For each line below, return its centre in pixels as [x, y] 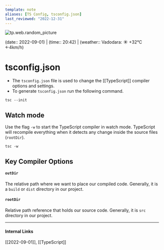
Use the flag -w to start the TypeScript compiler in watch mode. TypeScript [80, 127]
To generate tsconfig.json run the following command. [68, 91]
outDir [12, 174]
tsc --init [16, 100]
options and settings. [33, 86]
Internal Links [19, 231]
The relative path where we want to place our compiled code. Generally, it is [82, 184]
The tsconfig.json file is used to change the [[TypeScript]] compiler [81, 81]
